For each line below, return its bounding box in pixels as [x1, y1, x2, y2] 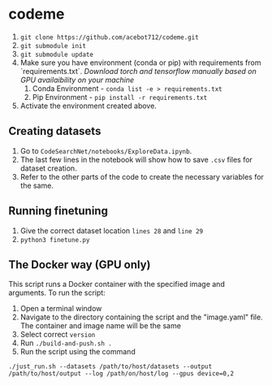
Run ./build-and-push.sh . [19, 338, 112, 348]
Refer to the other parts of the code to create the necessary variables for [19, 171, 264, 181]
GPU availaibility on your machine [19, 75, 135, 85]
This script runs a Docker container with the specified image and [8, 280, 225, 289]
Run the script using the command [19, 347, 136, 357]
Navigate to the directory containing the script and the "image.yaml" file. [19, 312, 263, 322]
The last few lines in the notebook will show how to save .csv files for [19, 154, 253, 164]
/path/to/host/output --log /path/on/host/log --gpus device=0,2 [8, 370, 234, 378]
